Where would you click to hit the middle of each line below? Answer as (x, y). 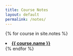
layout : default (22, 15)
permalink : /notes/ (26, 19)
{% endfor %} (20, 49)
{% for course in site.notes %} (36, 34)
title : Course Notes (27, 10)
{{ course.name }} (31, 43)
